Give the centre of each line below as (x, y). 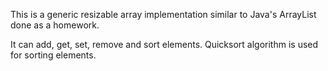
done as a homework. (55, 25)
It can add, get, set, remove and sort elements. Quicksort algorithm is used (164, 44)
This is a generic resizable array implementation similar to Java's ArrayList (163, 14)
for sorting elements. (53, 55)
